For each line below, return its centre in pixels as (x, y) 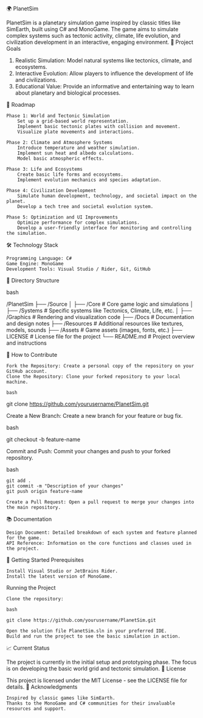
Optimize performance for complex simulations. (78, 223)
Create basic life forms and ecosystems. (70, 174)
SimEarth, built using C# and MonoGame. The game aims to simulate (92, 29)
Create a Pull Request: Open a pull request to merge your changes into (100, 502)
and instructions (26, 343)
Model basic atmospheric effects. (61, 159)
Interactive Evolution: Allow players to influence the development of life (104, 73)
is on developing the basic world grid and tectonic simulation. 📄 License (96, 669)
